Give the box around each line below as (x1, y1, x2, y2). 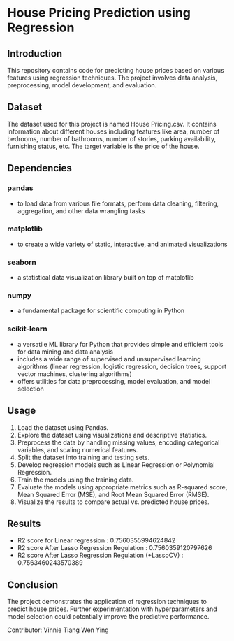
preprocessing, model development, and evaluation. (7, 81, 157, 89)
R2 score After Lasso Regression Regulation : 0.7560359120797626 (17, 544, 212, 552)
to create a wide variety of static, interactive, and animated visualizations (17, 240, 228, 248)
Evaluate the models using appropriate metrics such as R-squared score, (17, 482, 228, 491)
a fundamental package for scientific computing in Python (17, 306, 185, 315)
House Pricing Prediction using (7, 5, 191, 21)
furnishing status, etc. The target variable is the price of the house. (7, 142, 200, 150)
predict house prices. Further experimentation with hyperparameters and (7, 605, 218, 613)
